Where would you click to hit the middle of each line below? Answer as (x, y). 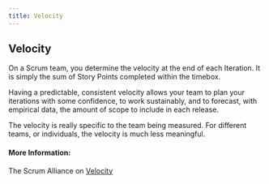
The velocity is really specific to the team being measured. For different (128, 126)
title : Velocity (36, 16)
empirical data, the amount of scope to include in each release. (114, 109)
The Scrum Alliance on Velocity (61, 170)
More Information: (40, 153)
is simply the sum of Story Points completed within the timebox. (115, 77)
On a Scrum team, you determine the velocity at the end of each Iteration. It (134, 68)
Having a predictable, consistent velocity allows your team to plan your (127, 92)
